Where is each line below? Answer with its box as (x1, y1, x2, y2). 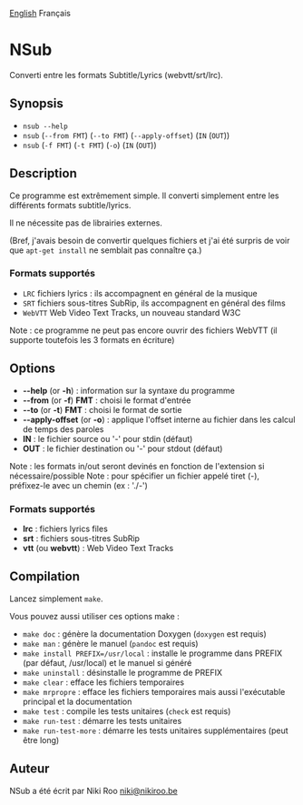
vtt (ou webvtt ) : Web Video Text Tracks (22, 542, 174, 553)
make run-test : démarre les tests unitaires (22, 715, 182, 726)
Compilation (9, 569, 80, 585)
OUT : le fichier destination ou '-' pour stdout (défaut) (22, 443, 223, 454)
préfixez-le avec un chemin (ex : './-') (9, 479, 148, 490)
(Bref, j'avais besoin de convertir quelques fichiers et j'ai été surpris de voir (9, 235, 290, 246)
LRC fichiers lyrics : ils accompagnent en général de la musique (22, 287, 258, 298)
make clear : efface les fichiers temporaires (22, 677, 184, 688)
